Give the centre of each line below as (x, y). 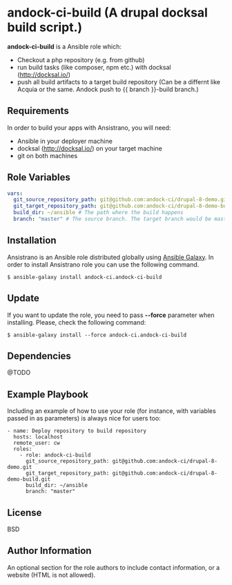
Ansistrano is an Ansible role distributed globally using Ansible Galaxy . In (110, 257)
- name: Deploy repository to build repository (77, 431)
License (25, 512)
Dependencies (39, 356)
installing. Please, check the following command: (77, 322)
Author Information (49, 551)
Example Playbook (48, 394)
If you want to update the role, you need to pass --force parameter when (111, 315)
